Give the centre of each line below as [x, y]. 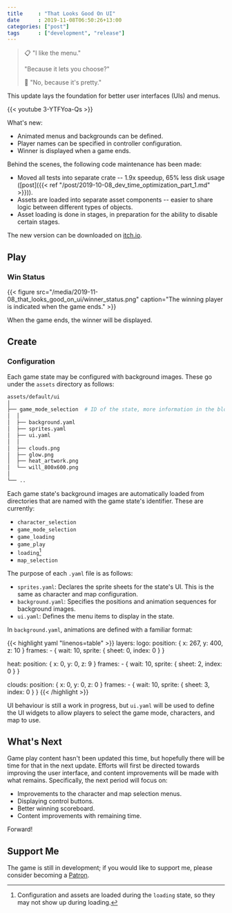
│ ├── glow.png [30, 454]
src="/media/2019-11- [67, 292]
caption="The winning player [182, 299]
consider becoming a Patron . [48, 875]
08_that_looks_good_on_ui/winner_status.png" [73, 299]
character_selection [47, 522]
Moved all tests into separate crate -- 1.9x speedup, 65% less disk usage [121, 178]
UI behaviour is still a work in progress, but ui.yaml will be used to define [111, 705]
